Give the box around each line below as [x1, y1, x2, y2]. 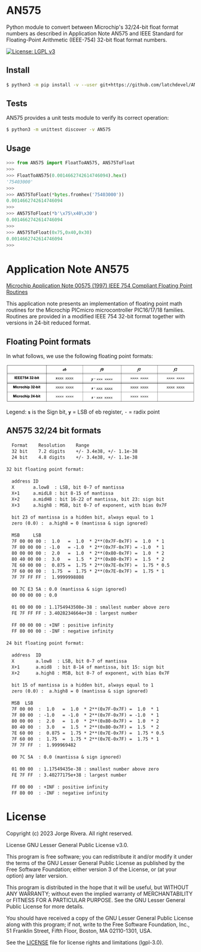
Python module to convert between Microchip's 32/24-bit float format [6, 23, 179, 31]
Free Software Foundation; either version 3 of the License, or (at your [6, 866, 177, 873]
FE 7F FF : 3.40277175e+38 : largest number [11, 772, 127, 778]
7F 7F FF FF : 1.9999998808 [11, 574, 84, 580]
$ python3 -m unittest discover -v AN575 [6, 126, 111, 132]
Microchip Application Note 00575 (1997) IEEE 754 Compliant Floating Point [6, 282, 193, 290]
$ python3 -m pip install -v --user [6, 82, 98, 88]
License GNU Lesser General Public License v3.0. [6, 841, 129, 848]
